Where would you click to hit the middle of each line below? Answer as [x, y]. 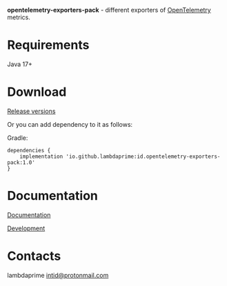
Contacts [34, 256]
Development [26, 228]
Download [37, 92]
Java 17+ [20, 64]
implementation [41, 156]
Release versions [31, 111]
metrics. [19, 17]
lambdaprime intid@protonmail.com [58, 275]
